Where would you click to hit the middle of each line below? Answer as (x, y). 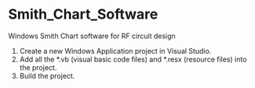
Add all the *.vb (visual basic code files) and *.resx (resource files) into (133, 59)
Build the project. (47, 76)
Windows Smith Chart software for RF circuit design (92, 36)
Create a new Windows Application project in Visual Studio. (115, 51)
